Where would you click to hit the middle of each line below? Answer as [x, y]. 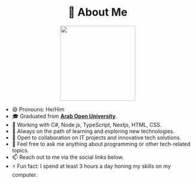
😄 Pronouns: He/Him [38, 109]
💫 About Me [98, 12]
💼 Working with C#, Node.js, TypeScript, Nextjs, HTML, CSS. [87, 124]
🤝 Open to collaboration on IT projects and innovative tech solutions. [97, 137]
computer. [25, 174]
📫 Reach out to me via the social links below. [68, 157]
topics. [20, 150]
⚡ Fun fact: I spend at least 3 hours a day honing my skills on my [91, 166]
